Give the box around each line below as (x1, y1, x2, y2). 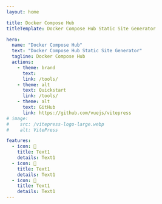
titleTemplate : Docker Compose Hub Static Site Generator (6, 25, 156, 32)
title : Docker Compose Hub (6, 19, 75, 26)
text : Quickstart (22, 87, 67, 93)
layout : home (6, 8, 39, 15)
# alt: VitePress (6, 127, 59, 133)
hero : (6, 36, 20, 42)
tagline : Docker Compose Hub (12, 53, 86, 59)
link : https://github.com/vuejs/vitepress (22, 110, 132, 116)
